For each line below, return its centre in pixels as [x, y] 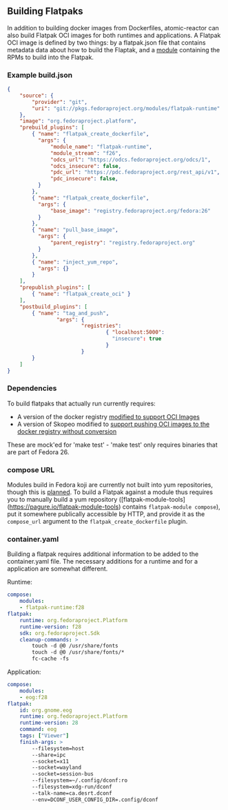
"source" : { [37, 96]
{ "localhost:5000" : [135, 332]
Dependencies [32, 388]
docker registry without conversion [67, 431]
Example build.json [40, 75]
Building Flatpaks [45, 11]
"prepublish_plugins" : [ [55, 288]
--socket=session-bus [63, 774]
